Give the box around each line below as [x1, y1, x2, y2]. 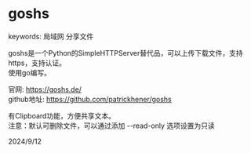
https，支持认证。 [8, 58, 67, 67]
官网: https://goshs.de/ [8, 84, 82, 94]
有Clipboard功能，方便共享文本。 [8, 111, 116, 120]
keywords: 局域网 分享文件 [8, 31, 94, 41]
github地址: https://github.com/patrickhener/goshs [8, 94, 172, 104]
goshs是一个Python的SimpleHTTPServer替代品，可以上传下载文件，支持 [8, 48, 243, 57]
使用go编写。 [8, 67, 51, 77]
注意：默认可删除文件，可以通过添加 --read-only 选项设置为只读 [8, 121, 215, 130]
